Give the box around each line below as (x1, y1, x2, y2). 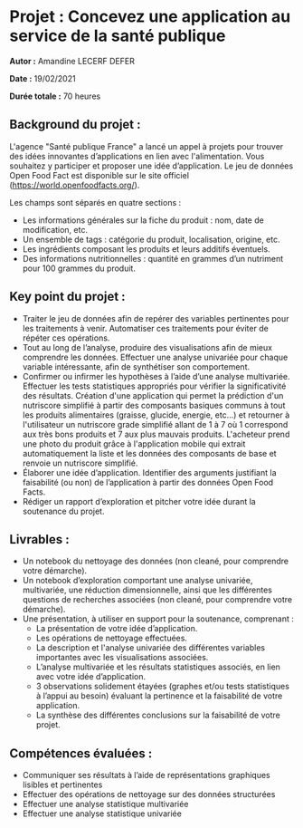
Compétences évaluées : (9, 746, 153, 761)
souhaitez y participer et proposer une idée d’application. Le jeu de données (9, 160, 294, 171)
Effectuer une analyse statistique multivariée (22, 799, 189, 810)
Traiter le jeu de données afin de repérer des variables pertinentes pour (22, 313, 289, 323)
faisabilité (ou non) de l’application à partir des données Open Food (22, 477, 274, 487)
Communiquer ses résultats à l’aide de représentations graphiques (22, 770, 271, 781)
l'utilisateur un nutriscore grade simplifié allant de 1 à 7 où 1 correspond (22, 419, 289, 429)
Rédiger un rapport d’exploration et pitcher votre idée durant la (22, 496, 256, 506)
